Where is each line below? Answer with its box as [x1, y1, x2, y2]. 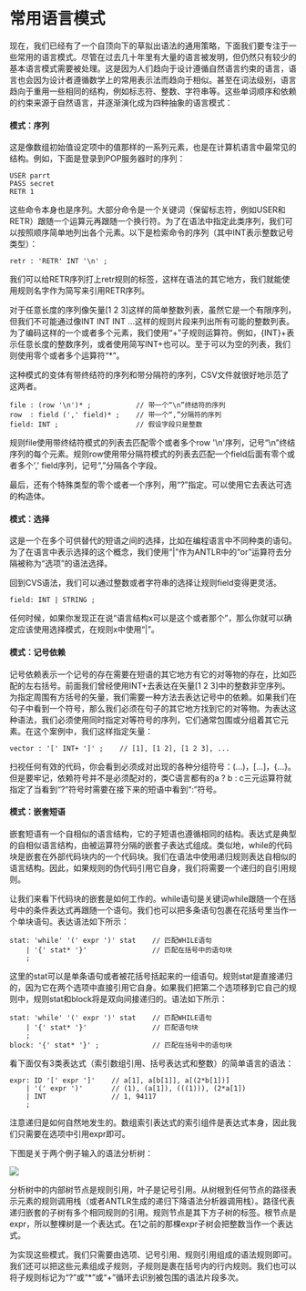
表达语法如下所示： [56, 916, 129, 927]
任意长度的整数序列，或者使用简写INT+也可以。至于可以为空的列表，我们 [16, 339, 291, 350]
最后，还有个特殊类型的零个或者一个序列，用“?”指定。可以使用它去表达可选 [9, 479, 292, 490]
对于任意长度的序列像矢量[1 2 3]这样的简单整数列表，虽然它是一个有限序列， [9, 304, 296, 315]
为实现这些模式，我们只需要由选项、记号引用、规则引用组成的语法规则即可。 [9, 1249, 297, 1260]
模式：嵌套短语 [9, 806, 66, 817]
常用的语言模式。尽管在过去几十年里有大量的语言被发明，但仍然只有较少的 [16, 51, 297, 62]
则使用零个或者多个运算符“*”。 [9, 350, 125, 361]
